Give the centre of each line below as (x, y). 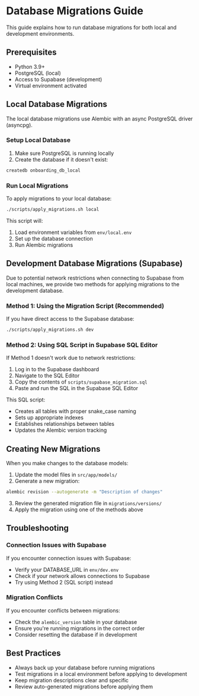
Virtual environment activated (51, 86)
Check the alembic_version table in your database (76, 622)
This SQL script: (26, 400)
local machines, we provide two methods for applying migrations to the (93, 284)
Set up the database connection (54, 238)
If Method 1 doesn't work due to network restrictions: (71, 358)
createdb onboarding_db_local (44, 170)
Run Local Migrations (37, 185)
